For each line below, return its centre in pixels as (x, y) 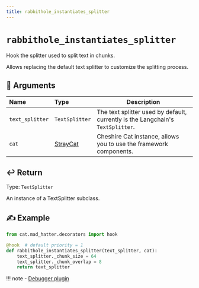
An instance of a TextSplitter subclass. (53, 198)
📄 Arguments (31, 85)
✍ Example (28, 218)
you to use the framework (132, 144)
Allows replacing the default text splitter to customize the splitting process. (97, 67)
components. (115, 151)
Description (143, 102)
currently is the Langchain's (135, 119)
